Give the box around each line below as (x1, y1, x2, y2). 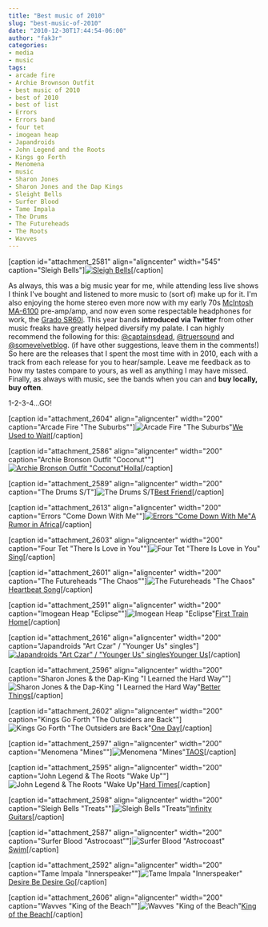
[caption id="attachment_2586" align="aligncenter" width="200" (8, 446, 222, 456)
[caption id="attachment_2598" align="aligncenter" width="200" (8, 795, 222, 805)
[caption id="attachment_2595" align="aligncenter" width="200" (8, 762, 222, 772)
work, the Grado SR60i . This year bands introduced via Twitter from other (8, 314, 254, 324)
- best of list (8, 101, 59, 109)
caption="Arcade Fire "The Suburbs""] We (8, 422, 244, 432)
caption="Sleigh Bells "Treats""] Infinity (8, 803, 212, 813)
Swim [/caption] (8, 845, 59, 854)
